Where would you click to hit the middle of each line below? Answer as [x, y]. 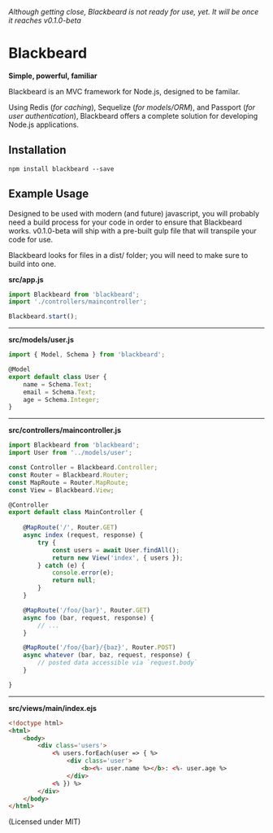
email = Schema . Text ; [59, 392]
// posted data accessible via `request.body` [118, 663]
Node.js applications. [44, 124]
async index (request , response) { [83, 535]
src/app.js [26, 279]
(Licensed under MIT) [45, 822]
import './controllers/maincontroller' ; [78, 302]
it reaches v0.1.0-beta [45, 20]
